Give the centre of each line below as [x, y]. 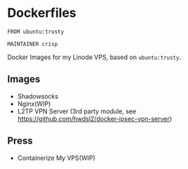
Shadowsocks [38, 96]
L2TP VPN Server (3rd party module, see [77, 111]
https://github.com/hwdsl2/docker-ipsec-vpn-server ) [95, 118]
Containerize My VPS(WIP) [56, 158]
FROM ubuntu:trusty [36, 32]
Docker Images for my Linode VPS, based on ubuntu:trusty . [94, 57]
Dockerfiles [42, 13]
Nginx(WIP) [34, 104]
